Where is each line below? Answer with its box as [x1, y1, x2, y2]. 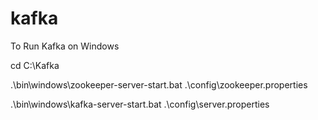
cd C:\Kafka [10, 59, 60, 71]
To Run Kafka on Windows [10, 40, 120, 52]
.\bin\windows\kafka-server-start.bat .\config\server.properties [10, 98, 270, 110]
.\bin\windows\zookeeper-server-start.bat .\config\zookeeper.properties [10, 78, 308, 91]
